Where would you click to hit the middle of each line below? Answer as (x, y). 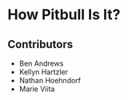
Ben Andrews (41, 63)
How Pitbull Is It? (64, 15)
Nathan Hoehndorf (50, 80)
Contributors (40, 44)
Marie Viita (37, 89)
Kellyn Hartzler (44, 72)
